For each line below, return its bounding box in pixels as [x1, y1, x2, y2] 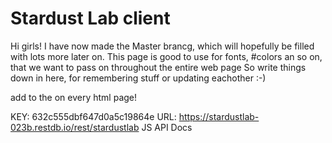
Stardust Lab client [10, 7, 171, 30]
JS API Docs [141, 121, 193, 133]
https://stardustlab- [178, 110, 260, 122]
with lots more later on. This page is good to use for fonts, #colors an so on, [10, 50, 323, 62]
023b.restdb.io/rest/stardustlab [10, 121, 140, 133]
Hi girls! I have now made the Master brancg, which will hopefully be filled [10, 40, 315, 52]
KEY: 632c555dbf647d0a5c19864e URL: [10, 110, 177, 122]
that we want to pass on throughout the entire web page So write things [10, 61, 307, 73]
